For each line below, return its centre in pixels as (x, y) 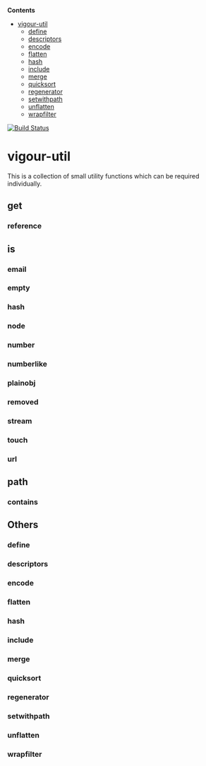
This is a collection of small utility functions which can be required (103, 176)
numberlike (28, 364)
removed (23, 402)
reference (25, 226)
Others (23, 525)
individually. (25, 183)
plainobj (22, 383)
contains (23, 502)
